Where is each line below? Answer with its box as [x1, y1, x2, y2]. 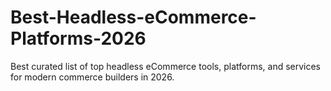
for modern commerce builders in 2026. [10, 71, 175, 83]
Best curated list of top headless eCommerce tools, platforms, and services [10, 60, 322, 72]
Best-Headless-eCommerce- [10, 6, 257, 29]
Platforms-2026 [10, 27, 147, 50]
